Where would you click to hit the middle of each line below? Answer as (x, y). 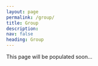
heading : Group (25, 40)
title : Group (22, 23)
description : (22, 28)
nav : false (20, 34)
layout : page (22, 12)
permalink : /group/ (30, 17)
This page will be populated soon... (49, 57)
